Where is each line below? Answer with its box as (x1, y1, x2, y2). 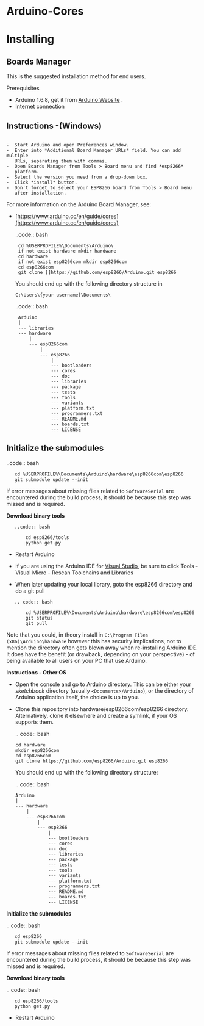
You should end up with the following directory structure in (15, 280, 163, 287)
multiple (6, 153, 29, 159)
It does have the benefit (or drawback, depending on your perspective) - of (6, 650, 195, 657)
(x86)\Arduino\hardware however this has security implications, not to (6, 637, 181, 645)
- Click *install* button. (6, 179, 78, 186)
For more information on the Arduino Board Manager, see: (6, 201, 151, 208)
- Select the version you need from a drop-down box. (6, 174, 149, 180)
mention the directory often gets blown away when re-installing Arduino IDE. (6, 644, 198, 651)
